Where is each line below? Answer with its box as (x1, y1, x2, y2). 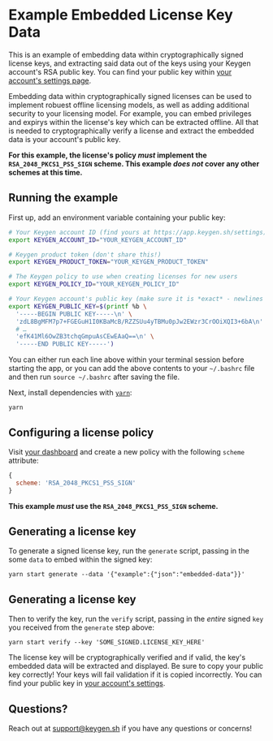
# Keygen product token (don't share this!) (8, 250, 162, 259)
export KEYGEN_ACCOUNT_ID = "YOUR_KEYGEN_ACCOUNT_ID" (8, 235, 187, 244)
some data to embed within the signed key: (8, 554, 153, 565)
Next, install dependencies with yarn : (8, 388, 132, 398)
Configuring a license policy (8, 425, 154, 439)
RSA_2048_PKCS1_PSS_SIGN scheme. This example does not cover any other (8, 158, 260, 168)
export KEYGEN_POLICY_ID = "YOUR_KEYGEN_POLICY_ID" (8, 280, 180, 289)
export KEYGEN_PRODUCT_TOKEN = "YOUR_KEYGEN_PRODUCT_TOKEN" (8, 258, 209, 266)
